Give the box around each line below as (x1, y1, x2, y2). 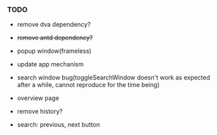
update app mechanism (16, 60, 84, 69)
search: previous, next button (16, 121, 101, 129)
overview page (16, 94, 60, 102)
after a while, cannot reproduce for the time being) (16, 81, 159, 89)
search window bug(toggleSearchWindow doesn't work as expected (16, 73, 211, 82)
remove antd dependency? (16, 34, 93, 42)
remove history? (16, 108, 63, 116)
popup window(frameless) (16, 47, 92, 56)
